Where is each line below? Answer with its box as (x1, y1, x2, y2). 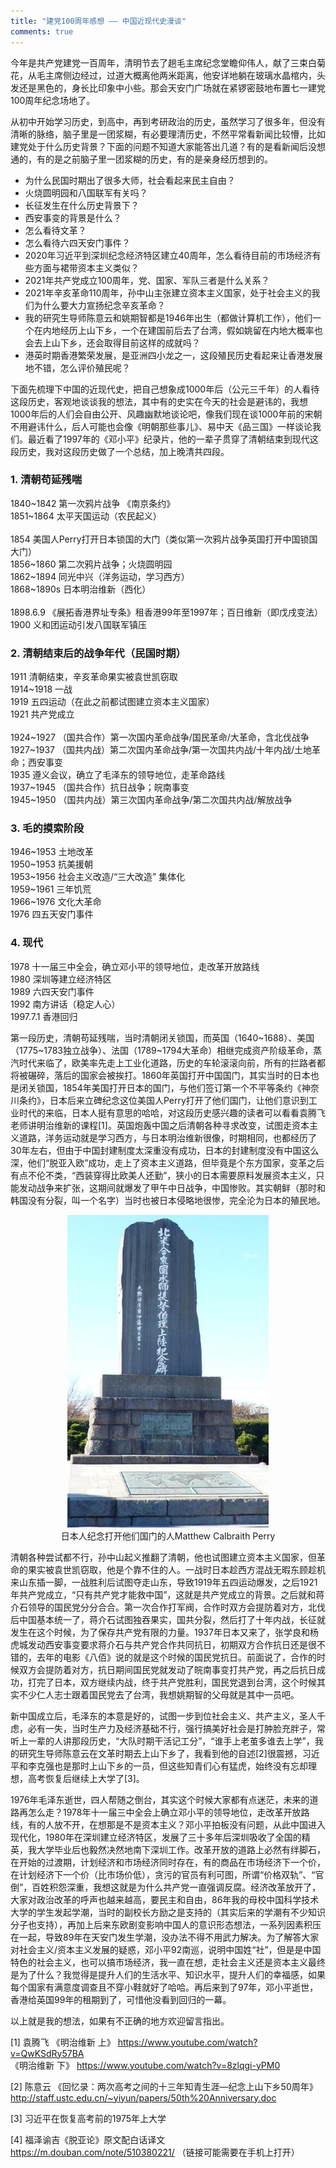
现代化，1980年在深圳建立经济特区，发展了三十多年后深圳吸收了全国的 (10, 1831, 302, 1843)
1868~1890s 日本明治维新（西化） (10, 583, 152, 595)
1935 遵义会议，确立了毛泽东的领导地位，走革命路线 (10, 769, 226, 781)
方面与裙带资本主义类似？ (33, 261, 140, 274)
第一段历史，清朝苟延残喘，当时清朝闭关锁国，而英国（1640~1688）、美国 (10, 1031, 315, 1044)
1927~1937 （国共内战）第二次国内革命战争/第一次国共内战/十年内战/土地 (10, 744, 313, 756)
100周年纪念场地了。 (10, 94, 96, 106)
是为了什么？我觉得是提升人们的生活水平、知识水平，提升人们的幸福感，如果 (10, 1968, 326, 1980)
